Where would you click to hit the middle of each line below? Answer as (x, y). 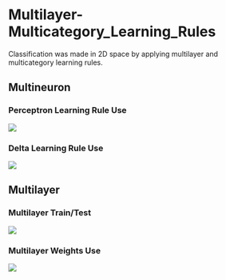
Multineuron (40, 88)
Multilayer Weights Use (55, 250)
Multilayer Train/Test (50, 213)
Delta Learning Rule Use (56, 148)
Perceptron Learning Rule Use (67, 110)
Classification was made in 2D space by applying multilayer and (113, 54)
